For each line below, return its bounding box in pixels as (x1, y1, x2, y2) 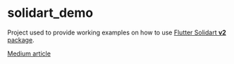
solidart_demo (7, 5, 94, 21)
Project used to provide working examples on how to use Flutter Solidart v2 (7, 28, 227, 37)
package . (7, 35, 35, 44)
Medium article (7, 49, 51, 58)
